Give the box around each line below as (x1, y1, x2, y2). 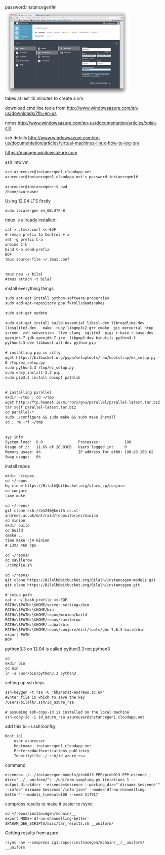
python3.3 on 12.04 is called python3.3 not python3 (5, 646, 110, 652)
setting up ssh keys (5, 679, 45, 685)
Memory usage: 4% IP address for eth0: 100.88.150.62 (5, 449, 154, 455)
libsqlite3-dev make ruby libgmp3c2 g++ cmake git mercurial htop (5, 325, 154, 330)
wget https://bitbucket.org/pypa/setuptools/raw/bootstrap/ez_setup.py (5, 355, 156, 360)
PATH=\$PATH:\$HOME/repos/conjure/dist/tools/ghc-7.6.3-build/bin (5, 627, 145, 632)
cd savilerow (5, 558, 32, 563)
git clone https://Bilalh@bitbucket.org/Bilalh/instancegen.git (5, 583, 140, 588)
